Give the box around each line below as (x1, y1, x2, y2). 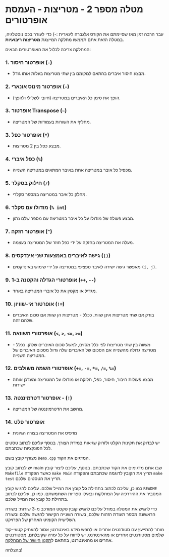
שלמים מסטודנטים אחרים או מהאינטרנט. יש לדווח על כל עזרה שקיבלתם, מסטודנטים (5, 532, 164, 538)
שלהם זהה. (12, 317, 34, 324)
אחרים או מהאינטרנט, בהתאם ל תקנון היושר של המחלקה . (5, 537, 113, 543)
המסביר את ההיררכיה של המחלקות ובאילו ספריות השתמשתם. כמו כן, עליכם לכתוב (5, 491, 162, 497)
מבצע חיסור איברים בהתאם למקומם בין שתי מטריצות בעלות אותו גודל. (12, 70, 146, 76)
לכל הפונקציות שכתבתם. (5, 445, 52, 451)
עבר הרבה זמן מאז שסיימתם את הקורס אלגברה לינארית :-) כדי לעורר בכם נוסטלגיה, (5, 31, 164, 37)
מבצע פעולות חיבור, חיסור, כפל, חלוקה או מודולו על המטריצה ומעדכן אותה (12, 376, 154, 382)
